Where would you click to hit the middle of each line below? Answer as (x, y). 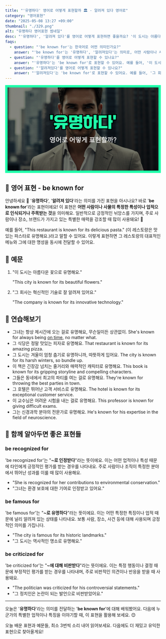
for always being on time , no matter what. (55, 338)
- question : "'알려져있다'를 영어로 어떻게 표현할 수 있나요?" (66, 68)
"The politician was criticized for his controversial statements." (76, 588)
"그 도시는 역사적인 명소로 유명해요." (47, 541)
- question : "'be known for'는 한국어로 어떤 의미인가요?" (65, 47)
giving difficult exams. (35, 406)
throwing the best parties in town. (46, 383)
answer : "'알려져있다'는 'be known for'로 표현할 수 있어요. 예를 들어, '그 (85, 73)
